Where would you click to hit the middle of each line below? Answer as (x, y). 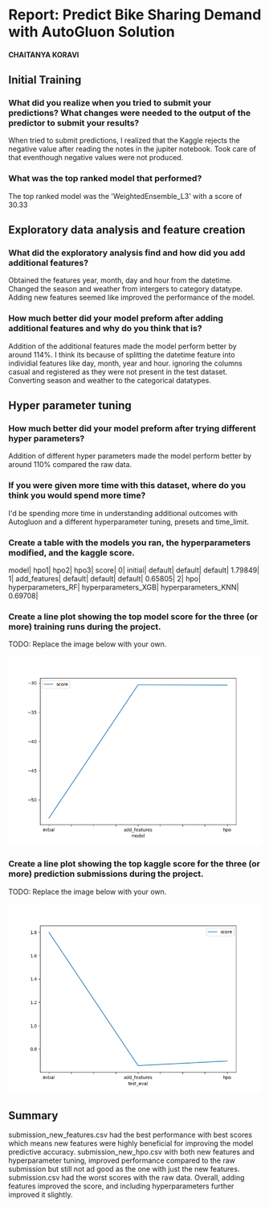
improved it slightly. (41, 1195)
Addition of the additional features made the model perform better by (122, 346)
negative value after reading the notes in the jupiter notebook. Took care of (132, 149)
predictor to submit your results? (74, 123)
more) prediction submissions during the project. (106, 874)
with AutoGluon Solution (92, 32)
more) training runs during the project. (85, 626)
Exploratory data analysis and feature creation (127, 230)
